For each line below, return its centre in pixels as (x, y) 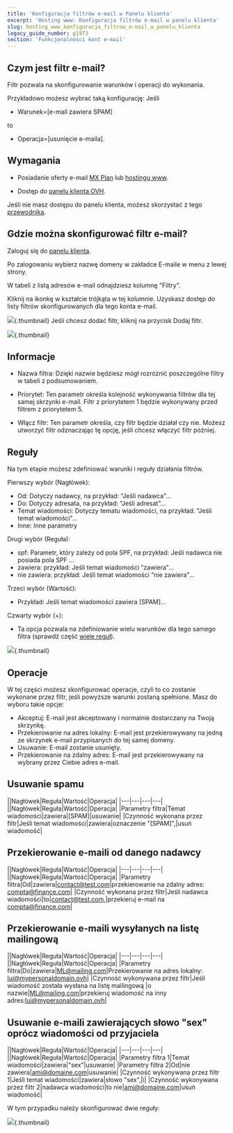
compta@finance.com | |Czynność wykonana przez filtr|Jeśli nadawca (108, 892)
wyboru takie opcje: (36, 704)
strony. (17, 271)
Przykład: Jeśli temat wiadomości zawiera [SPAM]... (91, 602)
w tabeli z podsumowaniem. (57, 381)
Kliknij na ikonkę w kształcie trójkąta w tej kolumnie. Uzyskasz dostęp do (111, 299)
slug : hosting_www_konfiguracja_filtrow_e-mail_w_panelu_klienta (104, 27)
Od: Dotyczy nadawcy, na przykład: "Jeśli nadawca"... (94, 496)
